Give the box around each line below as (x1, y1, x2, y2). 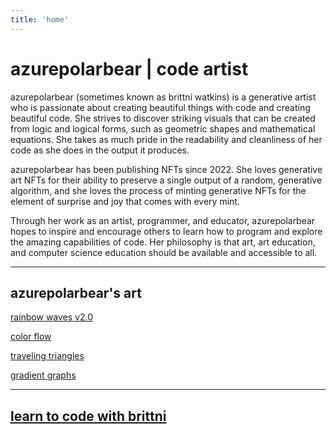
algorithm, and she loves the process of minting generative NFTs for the (10, 184, 307, 196)
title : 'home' (10, 14, 70, 25)
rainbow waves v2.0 (10, 311, 94, 323)
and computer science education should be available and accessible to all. (10, 246, 318, 258)
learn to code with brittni (10, 407, 167, 425)
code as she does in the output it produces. (10, 144, 190, 156)
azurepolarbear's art (10, 284, 142, 301)
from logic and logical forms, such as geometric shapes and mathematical (10, 122, 316, 135)
